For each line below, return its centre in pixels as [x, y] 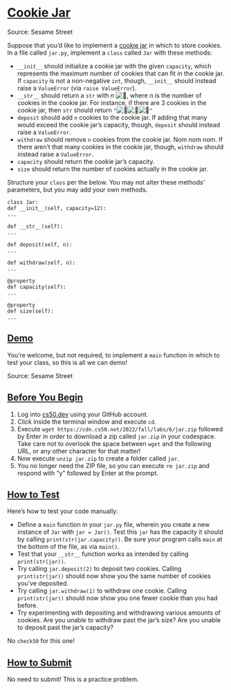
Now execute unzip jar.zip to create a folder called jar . [98, 458]
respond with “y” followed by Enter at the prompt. [88, 473]
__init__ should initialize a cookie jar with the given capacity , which [114, 66]
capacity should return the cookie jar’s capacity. [86, 161]
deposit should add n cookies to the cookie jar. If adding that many [112, 117]
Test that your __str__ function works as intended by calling [103, 554]
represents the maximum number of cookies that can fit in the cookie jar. [121, 73]
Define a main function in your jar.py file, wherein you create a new [113, 525]
